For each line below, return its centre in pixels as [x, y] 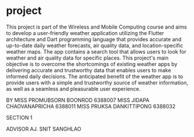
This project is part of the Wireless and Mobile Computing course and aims [97, 27]
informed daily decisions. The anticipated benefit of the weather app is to [95, 76]
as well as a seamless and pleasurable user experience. [73, 89]
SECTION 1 [19, 117]
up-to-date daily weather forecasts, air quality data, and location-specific [95, 45]
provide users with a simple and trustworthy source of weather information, [97, 82]
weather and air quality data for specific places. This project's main [87, 58]
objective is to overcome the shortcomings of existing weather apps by [92, 64]
